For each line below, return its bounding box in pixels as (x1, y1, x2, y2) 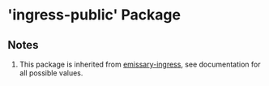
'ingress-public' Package (7, 6, 181, 24)
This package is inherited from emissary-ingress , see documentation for (19, 59, 261, 69)
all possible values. (19, 68, 83, 78)
